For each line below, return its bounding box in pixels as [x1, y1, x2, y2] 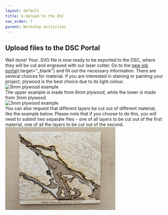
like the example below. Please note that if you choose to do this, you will [5, 111, 157, 117]
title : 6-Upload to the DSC [5, 13, 64, 19]
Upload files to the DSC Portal [5, 44, 100, 52]
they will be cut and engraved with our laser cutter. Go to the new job [5, 62, 148, 68]
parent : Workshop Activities [5, 24, 66, 29]
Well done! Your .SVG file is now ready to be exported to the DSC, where [5, 57, 156, 63]
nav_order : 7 [5, 19, 33, 24]
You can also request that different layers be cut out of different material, [5, 105, 156, 111]
